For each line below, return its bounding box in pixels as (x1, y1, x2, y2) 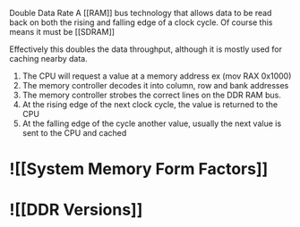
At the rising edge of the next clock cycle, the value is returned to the (21, 99, 279, 110)
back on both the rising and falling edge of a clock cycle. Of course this (9, 17, 273, 28)
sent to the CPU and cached (21, 128, 127, 138)
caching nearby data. (9, 54, 88, 63)
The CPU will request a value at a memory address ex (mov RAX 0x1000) (21, 71, 292, 81)
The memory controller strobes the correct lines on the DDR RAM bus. (21, 89, 282, 100)
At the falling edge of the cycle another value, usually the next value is (21, 118, 282, 129)
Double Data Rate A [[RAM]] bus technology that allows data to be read (9, 8, 272, 18)
